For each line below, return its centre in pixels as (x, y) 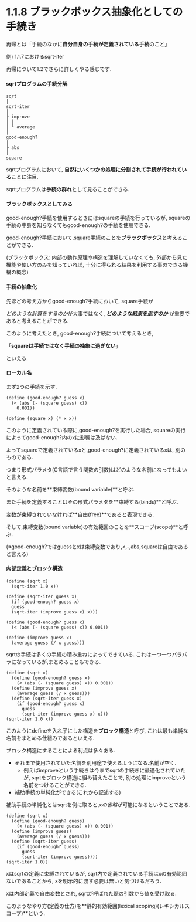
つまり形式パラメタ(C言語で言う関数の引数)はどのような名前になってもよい (97, 469)
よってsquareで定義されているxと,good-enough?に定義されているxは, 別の (96, 450)
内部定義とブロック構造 (34, 568)
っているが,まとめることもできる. (61, 662)
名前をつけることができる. (55, 785)
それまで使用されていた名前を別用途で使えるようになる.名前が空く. (95, 762)
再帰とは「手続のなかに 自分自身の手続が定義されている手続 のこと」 (88, 44)
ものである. (20, 457)
